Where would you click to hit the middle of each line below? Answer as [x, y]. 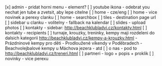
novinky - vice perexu [27, 58]
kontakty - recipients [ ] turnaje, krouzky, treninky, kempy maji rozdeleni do [80, 33]
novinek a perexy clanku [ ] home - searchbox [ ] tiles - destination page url [81, 17]
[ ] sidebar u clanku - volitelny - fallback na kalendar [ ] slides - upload [75, 22]
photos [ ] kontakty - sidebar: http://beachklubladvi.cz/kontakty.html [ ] [76, 28]
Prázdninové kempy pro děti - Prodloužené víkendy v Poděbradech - [74, 43]
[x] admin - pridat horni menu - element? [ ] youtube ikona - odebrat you [78, 7]
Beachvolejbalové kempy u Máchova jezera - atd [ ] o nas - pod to [71, 48]
